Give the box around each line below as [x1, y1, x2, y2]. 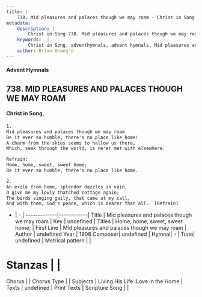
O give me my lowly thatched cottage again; [6, 190, 120, 196]
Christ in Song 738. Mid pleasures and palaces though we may [28, 31, 187, 37]
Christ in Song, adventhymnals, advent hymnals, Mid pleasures [28, 43, 189, 49]
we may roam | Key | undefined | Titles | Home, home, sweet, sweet [14, 218, 183, 225]
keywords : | [17, 37, 50, 43]
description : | [17, 25, 55, 32]
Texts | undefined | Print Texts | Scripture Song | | [6, 284, 129, 292]
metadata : [6, 20, 31, 26]
